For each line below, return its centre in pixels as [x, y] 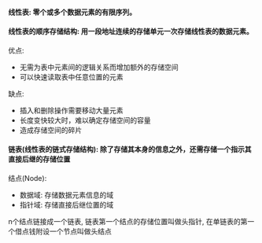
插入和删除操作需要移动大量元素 [71, 110]
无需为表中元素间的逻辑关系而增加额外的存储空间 [99, 67]
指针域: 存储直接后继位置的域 [66, 205]
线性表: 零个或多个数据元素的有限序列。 [72, 12]
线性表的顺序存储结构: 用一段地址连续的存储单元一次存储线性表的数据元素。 [131, 31]
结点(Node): [28, 178]
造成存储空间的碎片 [51, 130]
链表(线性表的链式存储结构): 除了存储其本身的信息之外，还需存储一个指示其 [130, 149]
